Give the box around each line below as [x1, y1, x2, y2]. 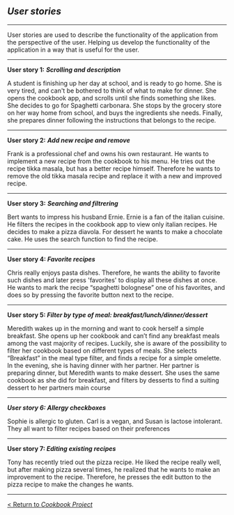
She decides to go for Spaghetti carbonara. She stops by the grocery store [7, 101, 221, 109]
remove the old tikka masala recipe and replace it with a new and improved [7, 171, 222, 180]
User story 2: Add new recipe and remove [7, 136, 130, 144]
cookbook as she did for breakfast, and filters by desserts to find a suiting [7, 376, 219, 384]
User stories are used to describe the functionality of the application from [7, 31, 218, 39]
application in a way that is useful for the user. [7, 45, 139, 54]
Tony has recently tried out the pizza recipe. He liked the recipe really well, [7, 458, 221, 466]
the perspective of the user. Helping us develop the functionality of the [7, 38, 210, 46]
